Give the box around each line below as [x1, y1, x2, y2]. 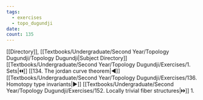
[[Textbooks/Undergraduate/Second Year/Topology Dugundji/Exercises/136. [6, 74, 198, 82]
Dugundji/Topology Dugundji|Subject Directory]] [6, 55, 128, 62]
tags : [6, 8, 20, 15]
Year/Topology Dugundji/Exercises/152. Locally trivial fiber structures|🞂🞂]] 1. [6, 87, 194, 95]
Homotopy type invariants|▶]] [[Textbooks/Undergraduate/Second [6, 81, 174, 88]
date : [6, 25, 20, 32]
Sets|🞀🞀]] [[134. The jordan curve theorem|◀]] [6, 67, 120, 75]
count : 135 [6, 32, 34, 38]
